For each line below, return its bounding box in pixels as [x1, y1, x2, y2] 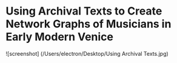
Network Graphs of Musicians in [5, 17, 172, 31]
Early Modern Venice [5, 30, 113, 44]
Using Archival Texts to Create [5, 4, 162, 18]
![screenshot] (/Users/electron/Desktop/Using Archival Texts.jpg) [5, 50, 169, 57]
